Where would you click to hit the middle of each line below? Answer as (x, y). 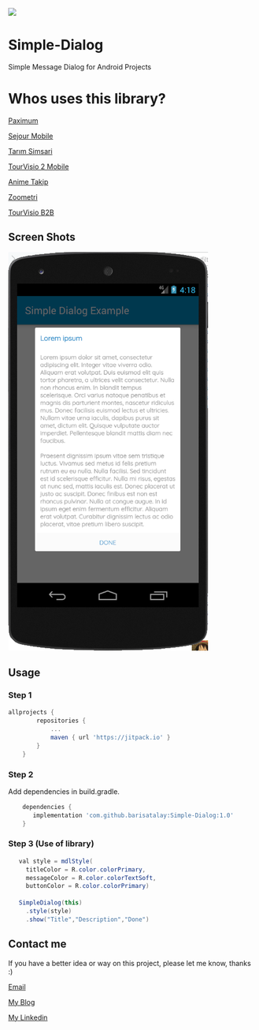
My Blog (22, 1002)
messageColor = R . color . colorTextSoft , (91, 878)
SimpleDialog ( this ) (50, 903)
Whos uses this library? (87, 99)
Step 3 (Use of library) (51, 844)
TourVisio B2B (31, 212)
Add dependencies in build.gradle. (64, 791)
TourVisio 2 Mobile (39, 167)
